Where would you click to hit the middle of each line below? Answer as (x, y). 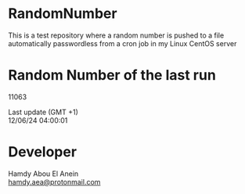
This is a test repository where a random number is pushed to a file (116, 35)
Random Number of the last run (112, 75)
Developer (42, 152)
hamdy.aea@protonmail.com (54, 181)
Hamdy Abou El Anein (43, 174)
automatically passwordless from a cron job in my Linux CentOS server (122, 43)
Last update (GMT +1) (43, 112)
